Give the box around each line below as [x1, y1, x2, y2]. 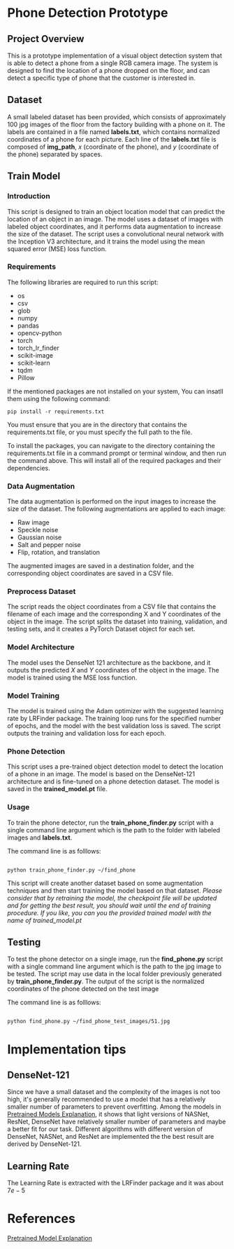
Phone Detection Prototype [7, 5, 168, 21]
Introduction [7, 191, 50, 201]
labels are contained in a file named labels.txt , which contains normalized [7, 128, 220, 136]
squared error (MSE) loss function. [7, 244, 107, 253]
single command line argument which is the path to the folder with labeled [7, 825, 221, 834]
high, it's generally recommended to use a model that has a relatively [7, 1095, 206, 1104]
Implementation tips [7, 1041, 126, 1057]
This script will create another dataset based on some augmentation [7, 879, 204, 887]
